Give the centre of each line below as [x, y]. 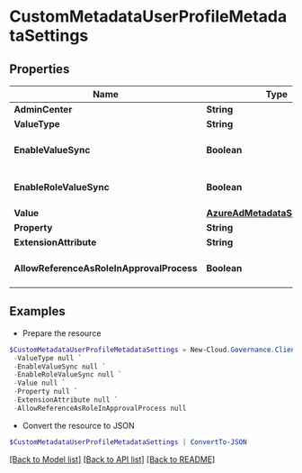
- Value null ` [40, 383]
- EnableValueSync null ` [59, 367]
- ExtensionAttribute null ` [66, 400]
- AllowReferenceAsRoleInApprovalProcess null [100, 408]
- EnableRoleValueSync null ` [68, 375]
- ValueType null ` [48, 358]
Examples [37, 311]
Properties [40, 69]
